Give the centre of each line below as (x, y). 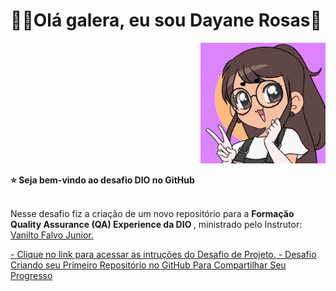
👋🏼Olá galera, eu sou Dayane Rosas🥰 (166, 20)
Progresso (31, 276)
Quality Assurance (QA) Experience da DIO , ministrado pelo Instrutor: (156, 225)
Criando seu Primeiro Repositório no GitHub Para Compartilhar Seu (148, 265)
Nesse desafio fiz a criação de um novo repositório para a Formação (152, 214)
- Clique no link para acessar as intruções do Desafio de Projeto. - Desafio (163, 255)
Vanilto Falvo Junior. (52, 235)
